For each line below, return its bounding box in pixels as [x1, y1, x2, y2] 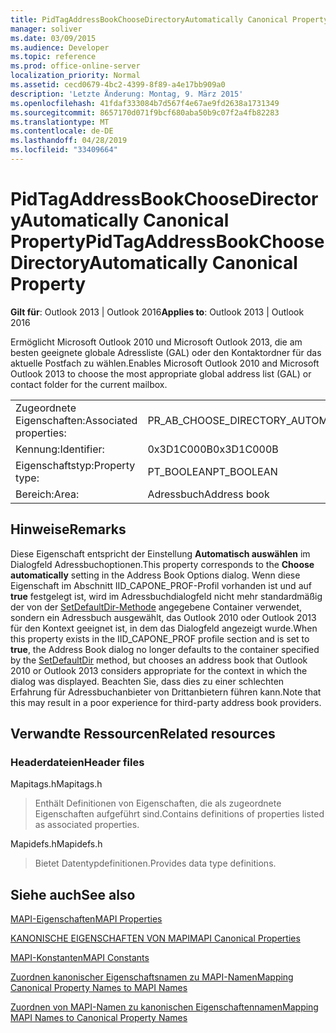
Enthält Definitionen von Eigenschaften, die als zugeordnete [34, 797, 282, 810]
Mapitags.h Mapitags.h [10, 778, 103, 790]
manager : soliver [10, 24, 83, 34]
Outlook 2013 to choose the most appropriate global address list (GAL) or [10, 367, 312, 380]
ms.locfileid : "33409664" [10, 145, 118, 155]
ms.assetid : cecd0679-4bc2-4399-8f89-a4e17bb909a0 [10, 80, 226, 90]
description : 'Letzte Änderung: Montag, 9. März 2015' [10, 89, 244, 99]
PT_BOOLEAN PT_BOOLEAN [147, 464, 278, 478]
